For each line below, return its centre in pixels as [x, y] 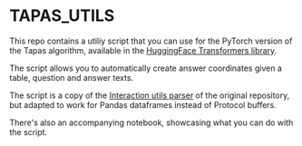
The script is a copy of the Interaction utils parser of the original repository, [150, 95]
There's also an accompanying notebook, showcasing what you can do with [151, 122]
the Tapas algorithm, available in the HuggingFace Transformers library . [143, 50]
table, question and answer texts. [72, 77]
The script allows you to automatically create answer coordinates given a [146, 68]
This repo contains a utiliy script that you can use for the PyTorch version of [151, 41]
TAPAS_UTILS [62, 16]
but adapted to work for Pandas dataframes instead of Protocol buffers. [143, 104]
